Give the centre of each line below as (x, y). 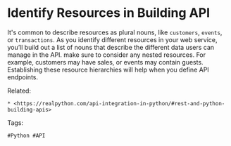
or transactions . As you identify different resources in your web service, (112, 39)
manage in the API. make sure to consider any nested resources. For (107, 55)
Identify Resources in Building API (108, 13)
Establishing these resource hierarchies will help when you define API (108, 69)
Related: (19, 91)
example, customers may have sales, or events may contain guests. (105, 62)
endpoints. (23, 77)
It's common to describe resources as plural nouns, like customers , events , (115, 32)
